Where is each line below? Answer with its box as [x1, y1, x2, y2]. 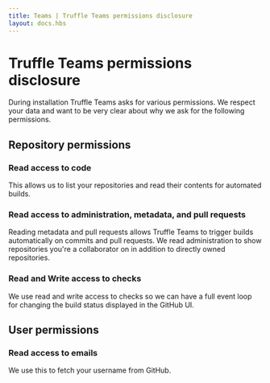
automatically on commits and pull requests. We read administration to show [8, 236, 262, 245]
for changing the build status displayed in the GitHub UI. [8, 299, 195, 310]
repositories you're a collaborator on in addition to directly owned [8, 245, 226, 254]
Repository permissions [8, 138, 131, 151]
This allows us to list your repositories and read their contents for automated [8, 180, 262, 190]
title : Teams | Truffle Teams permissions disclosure [8, 11, 193, 20]
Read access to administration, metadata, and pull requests [8, 209, 246, 220]
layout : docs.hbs [8, 19, 67, 27]
